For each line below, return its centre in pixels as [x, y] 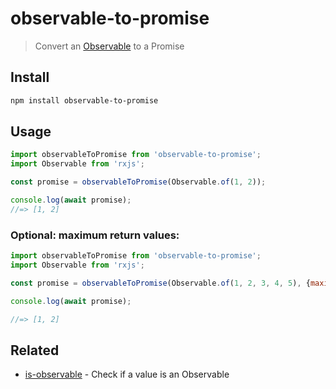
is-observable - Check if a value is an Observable [127, 374]
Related [35, 350]
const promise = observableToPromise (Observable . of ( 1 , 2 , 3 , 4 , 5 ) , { [160, 283]
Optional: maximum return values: [95, 235]
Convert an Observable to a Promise [109, 46]
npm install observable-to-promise [84, 100]
